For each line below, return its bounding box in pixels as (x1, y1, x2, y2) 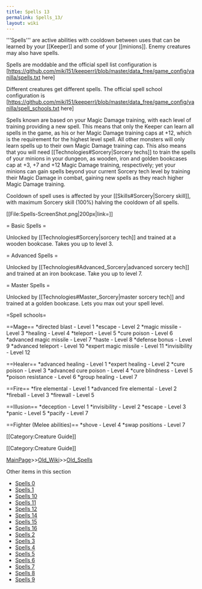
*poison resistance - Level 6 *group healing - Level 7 (6, 374, 138, 381)
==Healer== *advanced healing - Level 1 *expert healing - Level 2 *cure (6, 360, 185, 368)
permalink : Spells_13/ (6, 14, 63, 21)
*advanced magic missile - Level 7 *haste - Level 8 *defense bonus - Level (6, 336, 192, 343)
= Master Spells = (6, 282, 50, 289)
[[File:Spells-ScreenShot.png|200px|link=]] (6, 211, 113, 218)
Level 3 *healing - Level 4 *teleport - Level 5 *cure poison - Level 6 (6, 330, 173, 337)
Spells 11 (14, 499, 37, 506)
